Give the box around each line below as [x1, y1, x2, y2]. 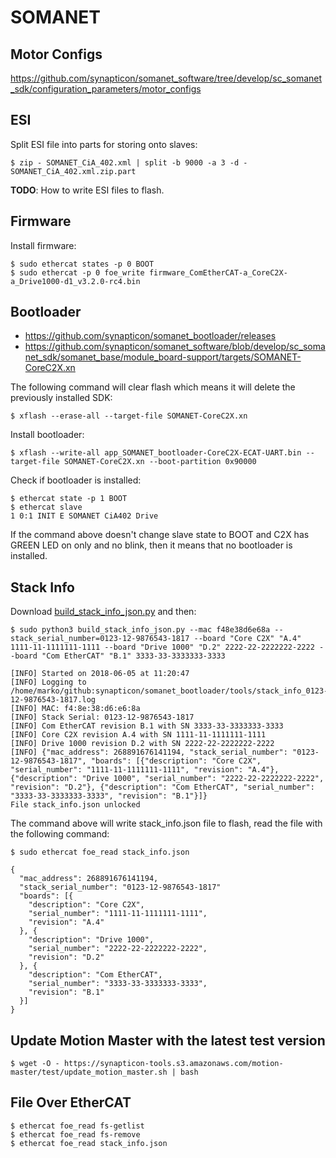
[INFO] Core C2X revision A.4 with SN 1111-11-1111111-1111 [10, 730, 267, 740]
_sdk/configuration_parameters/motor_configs [10, 83, 202, 95]
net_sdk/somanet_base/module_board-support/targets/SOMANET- [24, 351, 302, 363]
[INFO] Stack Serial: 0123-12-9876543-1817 [10, 712, 195, 723]
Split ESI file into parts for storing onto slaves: [10, 138, 198, 150]
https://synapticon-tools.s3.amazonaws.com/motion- [63, 1059, 284, 1069]
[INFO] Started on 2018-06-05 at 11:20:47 [10, 669, 190, 679]
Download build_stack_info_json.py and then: [10, 606, 197, 618]
